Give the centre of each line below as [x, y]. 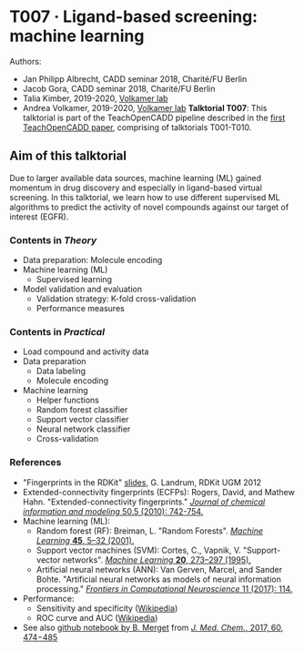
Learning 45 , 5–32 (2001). [85, 540]
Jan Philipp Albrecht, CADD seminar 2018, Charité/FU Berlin [135, 78]
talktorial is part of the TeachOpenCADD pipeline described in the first [154, 117]
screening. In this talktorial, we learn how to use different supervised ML [145, 197]
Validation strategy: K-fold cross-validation [116, 299]
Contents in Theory [53, 240]
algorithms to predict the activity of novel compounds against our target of [149, 207]
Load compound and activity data [86, 351]
